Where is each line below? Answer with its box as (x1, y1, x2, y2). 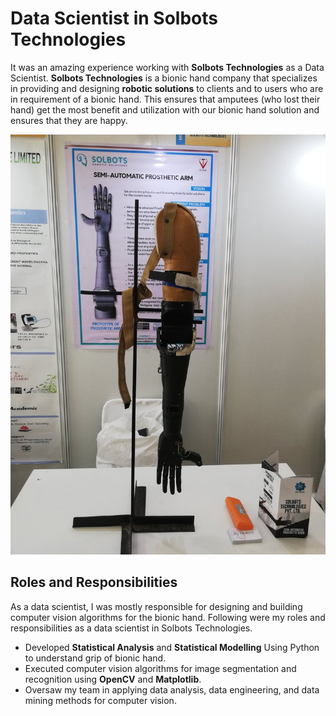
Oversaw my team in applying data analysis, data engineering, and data (24, 683, 320, 696)
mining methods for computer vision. (24, 694, 177, 706)
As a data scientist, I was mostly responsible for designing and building (10, 600, 303, 612)
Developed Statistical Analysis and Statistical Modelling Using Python (24, 641, 320, 653)
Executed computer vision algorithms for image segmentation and (24, 662, 297, 674)
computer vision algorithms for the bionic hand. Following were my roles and (10, 611, 326, 623)
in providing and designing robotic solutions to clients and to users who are (10, 82, 324, 94)
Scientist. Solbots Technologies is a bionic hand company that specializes (10, 72, 318, 84)
